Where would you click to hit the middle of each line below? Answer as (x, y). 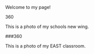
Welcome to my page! (28, 7)
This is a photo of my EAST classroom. (45, 46)
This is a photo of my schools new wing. (47, 26)
